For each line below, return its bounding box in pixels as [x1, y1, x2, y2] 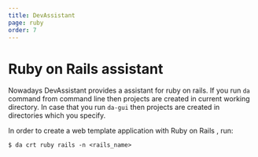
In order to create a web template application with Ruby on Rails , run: [8, 126, 234, 136]
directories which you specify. [8, 111, 106, 120]
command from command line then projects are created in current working [8, 94, 250, 104]
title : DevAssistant [8, 11, 76, 20]
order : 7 [8, 26, 37, 34]
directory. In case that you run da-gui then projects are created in [8, 103, 220, 112]
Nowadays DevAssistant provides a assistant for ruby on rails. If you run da [8, 86, 250, 95]
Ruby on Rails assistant [8, 60, 164, 78]
